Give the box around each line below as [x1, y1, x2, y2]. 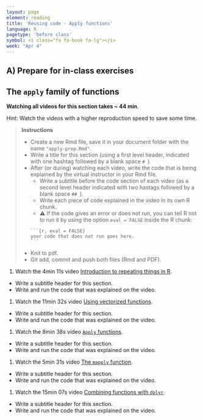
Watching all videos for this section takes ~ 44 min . [6, 103, 139, 110]
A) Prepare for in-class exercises [6, 65, 134, 76]
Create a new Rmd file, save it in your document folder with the [30, 138, 189, 146]
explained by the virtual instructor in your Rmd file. [30, 171, 157, 178]
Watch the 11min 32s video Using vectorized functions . [15, 298, 153, 306]
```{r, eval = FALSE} [30, 228, 85, 234]
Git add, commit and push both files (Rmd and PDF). [30, 256, 162, 263]
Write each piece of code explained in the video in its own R [39, 197, 190, 204]
